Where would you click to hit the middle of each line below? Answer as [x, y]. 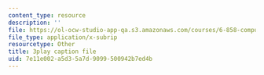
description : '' [35, 23]
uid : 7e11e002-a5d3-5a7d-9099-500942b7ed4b [81, 59]
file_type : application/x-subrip [63, 37]
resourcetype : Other [42, 45]
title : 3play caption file [52, 52]
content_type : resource [47, 15]
